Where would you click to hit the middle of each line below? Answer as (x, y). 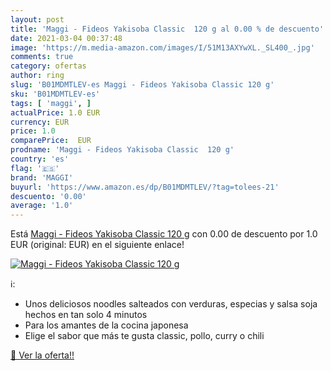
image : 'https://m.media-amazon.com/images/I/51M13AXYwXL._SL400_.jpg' (162, 47)
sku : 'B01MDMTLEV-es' (55, 94)
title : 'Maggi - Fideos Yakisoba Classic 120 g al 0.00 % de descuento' (167, 29)
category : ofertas (48, 66)
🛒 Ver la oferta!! (42, 355)
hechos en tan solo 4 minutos (86, 315)
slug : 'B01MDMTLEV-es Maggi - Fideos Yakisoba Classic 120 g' (142, 85)
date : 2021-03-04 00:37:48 (66, 38)
